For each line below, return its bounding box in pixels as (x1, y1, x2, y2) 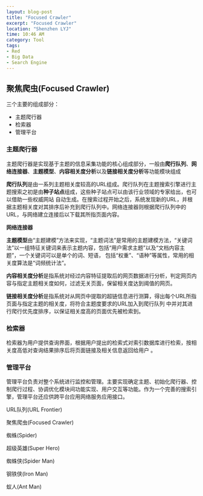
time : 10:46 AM (6, 31, 45, 38)
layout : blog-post (6, 8, 53, 15)
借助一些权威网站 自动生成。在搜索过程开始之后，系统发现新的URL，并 (11, 195, 188, 203)
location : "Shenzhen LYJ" (6, 25, 71, 32)
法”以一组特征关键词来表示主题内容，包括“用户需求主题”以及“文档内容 (6, 244, 180, 251)
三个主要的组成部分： (6, 100, 59, 108)
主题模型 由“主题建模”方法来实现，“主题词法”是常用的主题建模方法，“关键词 (6, 237, 193, 244)
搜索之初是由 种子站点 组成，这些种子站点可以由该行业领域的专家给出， (11, 188, 186, 195)
